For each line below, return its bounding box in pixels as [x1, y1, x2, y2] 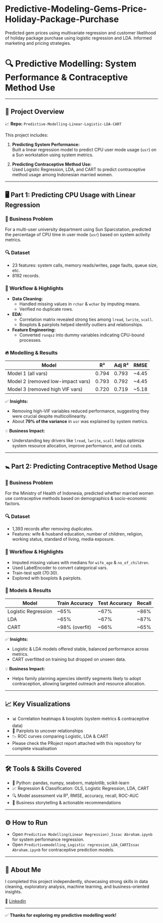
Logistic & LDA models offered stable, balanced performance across [12, 646, 149, 652]
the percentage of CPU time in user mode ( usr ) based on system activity [5, 232, 150, 238]
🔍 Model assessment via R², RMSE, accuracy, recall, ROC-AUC [12, 793, 139, 799]
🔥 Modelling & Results [5, 349, 58, 356]
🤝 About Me [5, 866, 41, 874]
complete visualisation [12, 745, 57, 751]
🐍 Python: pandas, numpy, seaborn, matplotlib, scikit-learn [12, 780, 130, 786]
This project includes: [5, 132, 49, 138]
